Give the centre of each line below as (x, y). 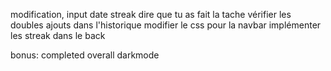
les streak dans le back (58, 35)
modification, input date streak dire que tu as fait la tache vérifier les (151, 14)
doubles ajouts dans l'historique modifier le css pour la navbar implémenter (166, 25)
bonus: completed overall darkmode (85, 55)
